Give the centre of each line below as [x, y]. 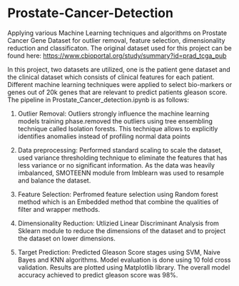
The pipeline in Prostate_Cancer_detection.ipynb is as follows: [98, 99]
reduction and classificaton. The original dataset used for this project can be [119, 48]
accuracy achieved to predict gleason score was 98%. [98, 275]
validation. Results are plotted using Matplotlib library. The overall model [124, 267]
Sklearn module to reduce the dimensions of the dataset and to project [122, 230]
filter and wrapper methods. [59, 209]
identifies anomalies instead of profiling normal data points [104, 136]
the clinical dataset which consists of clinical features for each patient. [111, 77]
